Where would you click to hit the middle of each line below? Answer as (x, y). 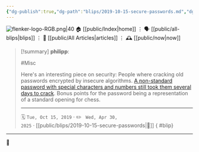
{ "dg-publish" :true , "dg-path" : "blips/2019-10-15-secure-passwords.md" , (96, 12)
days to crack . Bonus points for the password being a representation (104, 93)
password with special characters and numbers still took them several (106, 87)
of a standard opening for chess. (60, 99)
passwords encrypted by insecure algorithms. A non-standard (97, 80)
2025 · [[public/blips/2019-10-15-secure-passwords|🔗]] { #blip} (97, 125)
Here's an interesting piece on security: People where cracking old (102, 74)
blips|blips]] (21, 38)
